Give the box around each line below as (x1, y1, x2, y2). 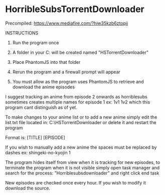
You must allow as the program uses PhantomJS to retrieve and (12, 78, 144, 84)
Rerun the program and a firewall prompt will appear (12, 69, 120, 75)
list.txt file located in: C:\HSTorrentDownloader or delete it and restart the (5, 119, 156, 125)
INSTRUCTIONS (5, 30, 39, 36)
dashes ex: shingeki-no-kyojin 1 (5, 149, 71, 155)
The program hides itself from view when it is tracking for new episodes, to (5, 159, 160, 165)
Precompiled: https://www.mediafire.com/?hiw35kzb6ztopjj (5, 20, 128, 26)
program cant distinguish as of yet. (5, 104, 78, 110)
